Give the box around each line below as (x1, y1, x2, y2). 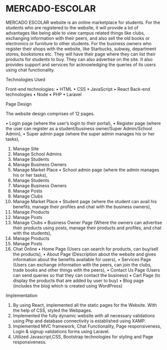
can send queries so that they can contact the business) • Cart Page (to (12, 272, 161, 278)
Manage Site (12, 145, 39, 151)
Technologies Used (5, 76, 45, 82)
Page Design (5, 101, 32, 107)
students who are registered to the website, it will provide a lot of (5, 24, 139, 30)
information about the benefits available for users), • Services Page (12, 256, 151, 262)
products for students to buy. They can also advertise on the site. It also (5, 56, 153, 62)
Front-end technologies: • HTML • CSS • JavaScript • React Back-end (5, 86, 151, 92)
